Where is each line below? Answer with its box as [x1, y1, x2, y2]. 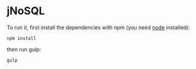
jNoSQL [7, 4, 45, 18]
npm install [7, 35, 36, 41]
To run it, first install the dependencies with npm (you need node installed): [7, 24, 191, 31]
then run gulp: [7, 46, 41, 53]
